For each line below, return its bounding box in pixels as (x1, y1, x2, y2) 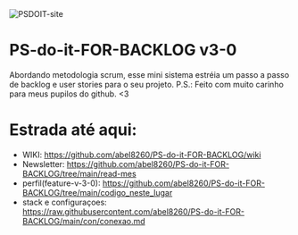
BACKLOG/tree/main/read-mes (21, 168, 137, 179)
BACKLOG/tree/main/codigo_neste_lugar (21, 187, 173, 197)
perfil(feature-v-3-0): (21, 178, 101, 189)
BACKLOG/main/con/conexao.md (21, 215, 145, 226)
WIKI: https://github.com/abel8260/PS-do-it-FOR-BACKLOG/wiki (21, 149, 261, 160)
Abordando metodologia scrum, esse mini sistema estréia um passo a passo (9, 69, 290, 80)
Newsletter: (21, 158, 65, 169)
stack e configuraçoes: (21, 197, 107, 207)
